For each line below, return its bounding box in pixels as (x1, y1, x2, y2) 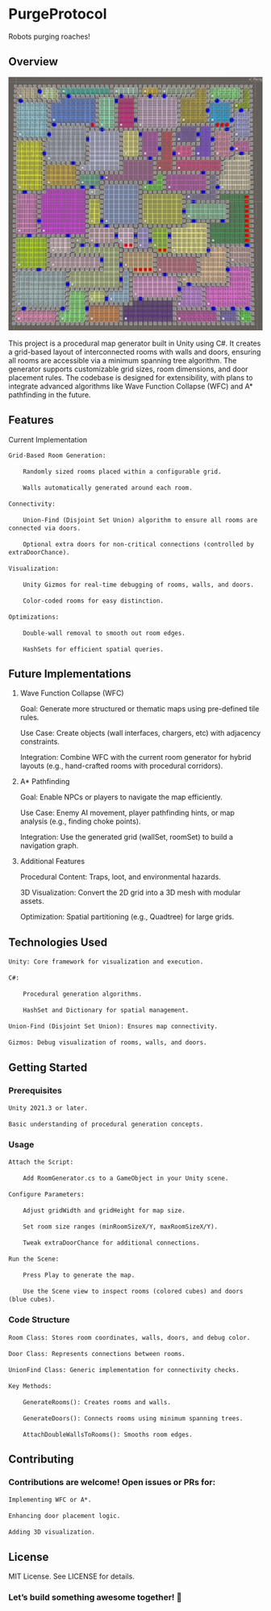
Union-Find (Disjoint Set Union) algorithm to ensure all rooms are (23, 516, 258, 524)
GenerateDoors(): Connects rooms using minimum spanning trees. (23, 1414, 244, 1422)
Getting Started (8, 1060, 88, 1074)
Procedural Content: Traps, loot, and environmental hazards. (19, 872, 222, 882)
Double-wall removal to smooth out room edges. (23, 629, 186, 637)
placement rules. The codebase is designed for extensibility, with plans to (8, 372, 253, 382)
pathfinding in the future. (8, 389, 91, 400)
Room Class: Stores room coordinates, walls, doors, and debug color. (8, 1333, 251, 1341)
